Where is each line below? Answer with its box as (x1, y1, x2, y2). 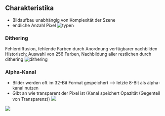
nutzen (24, 85, 39, 91)
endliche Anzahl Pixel (12, 22, 56, 28)
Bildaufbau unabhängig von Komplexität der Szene (12, 17, 116, 23)
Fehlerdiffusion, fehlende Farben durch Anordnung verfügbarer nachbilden (5, 46, 158, 52)
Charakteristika (5, 4, 54, 12)
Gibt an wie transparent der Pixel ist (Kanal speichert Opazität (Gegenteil (12, 90, 161, 96)
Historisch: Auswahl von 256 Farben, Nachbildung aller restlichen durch (5, 51, 152, 57)
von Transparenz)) (12, 96, 50, 102)
